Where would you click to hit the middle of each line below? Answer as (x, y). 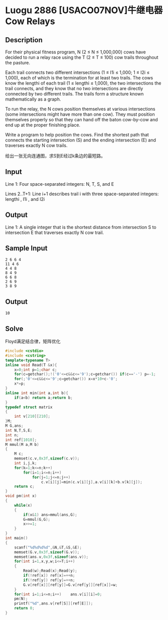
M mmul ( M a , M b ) (22, 444)
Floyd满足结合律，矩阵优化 (33, 341)
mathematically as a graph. (33, 99)
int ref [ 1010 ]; (21, 440)
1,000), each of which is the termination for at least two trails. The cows (79, 78)
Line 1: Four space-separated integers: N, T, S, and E (60, 184)
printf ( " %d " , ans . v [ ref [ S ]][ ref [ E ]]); (54, 604)
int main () (17, 538)
